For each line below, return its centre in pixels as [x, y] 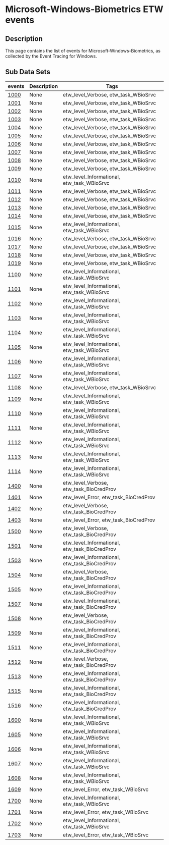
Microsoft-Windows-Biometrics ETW [84, 9]
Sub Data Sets [28, 72]
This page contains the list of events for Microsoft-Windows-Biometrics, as [83, 51]
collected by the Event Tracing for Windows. [51, 56]
